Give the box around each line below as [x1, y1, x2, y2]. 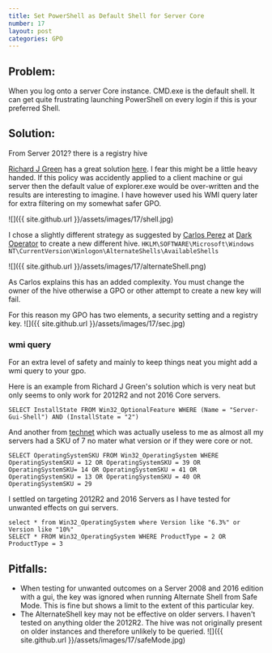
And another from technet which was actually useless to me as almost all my [8, 427, 264, 437]
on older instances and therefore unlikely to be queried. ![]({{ [19, 626, 223, 636]
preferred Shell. [8, 103, 61, 114]
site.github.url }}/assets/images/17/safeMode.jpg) [19, 634, 186, 645]
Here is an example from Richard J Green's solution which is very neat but [8, 382, 257, 392]
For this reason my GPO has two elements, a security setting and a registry [8, 310, 258, 320]
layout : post [8, 27, 53, 35]
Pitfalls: [8, 561, 48, 576]
